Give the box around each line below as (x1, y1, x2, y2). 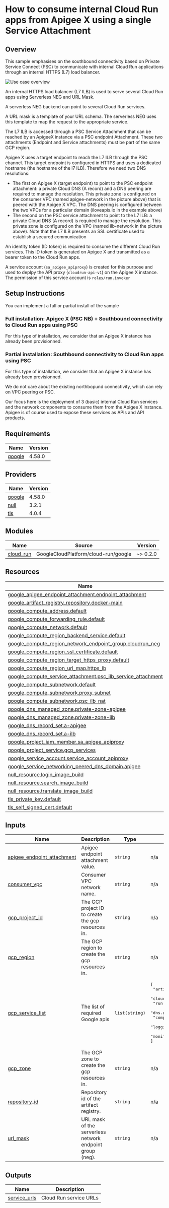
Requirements (5, 429, 50, 438)
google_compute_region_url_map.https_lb (8, 664, 107, 672)
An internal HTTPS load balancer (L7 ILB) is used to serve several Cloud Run (5, 89, 163, 94)
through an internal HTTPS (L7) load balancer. (5, 69, 101, 75)
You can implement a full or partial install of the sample (5, 302, 119, 308)
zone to (81, 1055, 99, 1062)
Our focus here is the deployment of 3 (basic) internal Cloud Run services (5, 399, 158, 405)
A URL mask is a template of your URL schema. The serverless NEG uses (5, 113, 157, 119)
